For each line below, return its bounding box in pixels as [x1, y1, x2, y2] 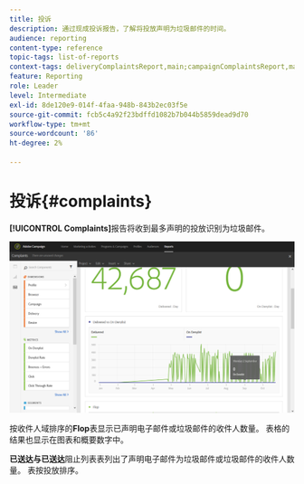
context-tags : [9, 62, 63, 71]
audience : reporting [9, 33, 88, 43]
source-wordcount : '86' [9, 129, 100, 138]
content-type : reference [9, 43, 103, 52]
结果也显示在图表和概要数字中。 [9, 434, 128, 445]
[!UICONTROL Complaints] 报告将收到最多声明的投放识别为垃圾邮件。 [9, 223, 270, 233]
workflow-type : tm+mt [9, 119, 91, 128]
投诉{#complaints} [9, 191, 152, 212]
